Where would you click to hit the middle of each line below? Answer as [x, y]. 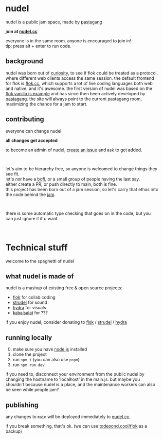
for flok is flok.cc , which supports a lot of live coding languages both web [79, 83]
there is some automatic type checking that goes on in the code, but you [78, 213]
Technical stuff [36, 247]
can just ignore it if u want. [32, 218]
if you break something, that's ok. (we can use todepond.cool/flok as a [76, 426]
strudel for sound [30, 302]
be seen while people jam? [32, 390]
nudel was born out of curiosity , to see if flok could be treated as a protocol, [82, 73]
